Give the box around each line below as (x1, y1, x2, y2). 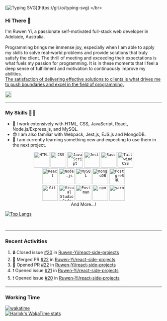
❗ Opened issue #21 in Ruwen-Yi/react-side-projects (12, 267, 119, 273)
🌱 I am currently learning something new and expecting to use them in (12, 136, 157, 142)
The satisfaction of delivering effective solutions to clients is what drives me (5, 76, 161, 82)
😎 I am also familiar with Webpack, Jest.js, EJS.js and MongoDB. (12, 131, 146, 137)
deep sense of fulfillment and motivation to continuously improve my (5, 65, 146, 72)
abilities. (5, 71, 22, 77)
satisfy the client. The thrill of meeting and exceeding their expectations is (5, 55, 157, 61)
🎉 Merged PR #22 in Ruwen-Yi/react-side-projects (12, 256, 116, 262)
